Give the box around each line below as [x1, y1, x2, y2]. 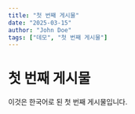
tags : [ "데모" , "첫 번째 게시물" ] [8, 33, 108, 42]
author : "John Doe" [8, 26, 72, 34]
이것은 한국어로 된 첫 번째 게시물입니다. [8, 97, 128, 107]
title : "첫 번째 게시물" [8, 11, 80, 20]
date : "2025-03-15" [8, 19, 72, 27]
